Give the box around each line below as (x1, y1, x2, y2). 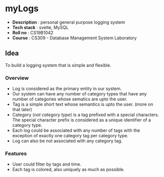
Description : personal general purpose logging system (12, 19, 126, 25)
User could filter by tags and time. (12, 161, 82, 167)
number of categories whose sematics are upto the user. (12, 96, 128, 102)
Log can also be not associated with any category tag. (12, 138, 123, 144)
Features (5, 150, 27, 157)
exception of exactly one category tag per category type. (12, 133, 129, 139)
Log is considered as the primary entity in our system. (12, 86, 122, 91)
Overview (5, 74, 29, 81)
